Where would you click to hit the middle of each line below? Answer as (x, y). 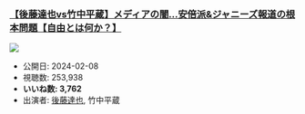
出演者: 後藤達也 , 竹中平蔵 (71, 100)
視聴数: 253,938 (53, 78)
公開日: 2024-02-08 (61, 66)
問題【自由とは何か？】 (70, 27)
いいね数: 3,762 (52, 89)
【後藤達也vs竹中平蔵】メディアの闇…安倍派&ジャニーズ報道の (148, 14)
